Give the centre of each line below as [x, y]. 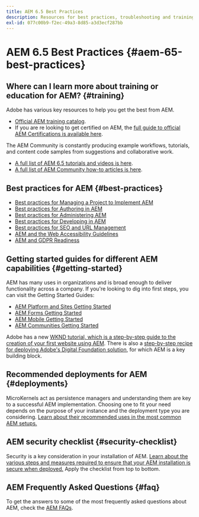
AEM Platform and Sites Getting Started [63, 307]
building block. [24, 356]
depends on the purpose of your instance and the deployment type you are [98, 410]
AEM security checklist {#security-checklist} [92, 442]
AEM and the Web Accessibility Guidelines [66, 234]
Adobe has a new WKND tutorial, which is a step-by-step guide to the [91, 337]
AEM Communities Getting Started [57, 325]
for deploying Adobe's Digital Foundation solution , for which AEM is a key [96, 350]
